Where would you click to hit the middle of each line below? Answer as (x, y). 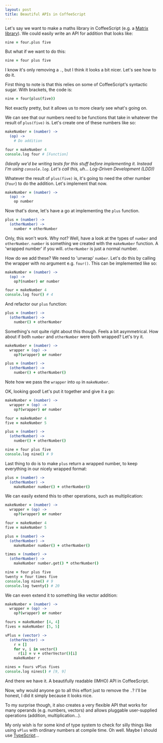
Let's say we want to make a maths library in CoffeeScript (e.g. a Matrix (77, 28)
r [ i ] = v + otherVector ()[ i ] (47, 653)
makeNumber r (27, 658)
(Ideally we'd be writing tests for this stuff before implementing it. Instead (79, 163)
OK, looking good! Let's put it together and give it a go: (60, 391)
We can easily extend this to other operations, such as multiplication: (74, 496)
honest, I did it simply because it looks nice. (49, 696)
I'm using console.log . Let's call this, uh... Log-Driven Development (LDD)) (80, 169)
